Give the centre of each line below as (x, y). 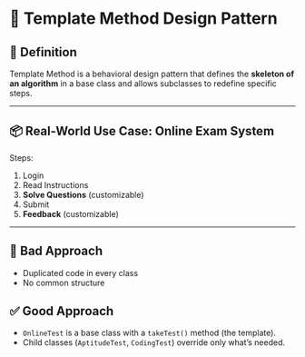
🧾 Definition (43, 52)
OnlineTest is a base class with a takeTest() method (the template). (149, 333)
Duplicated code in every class (80, 273)
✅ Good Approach (62, 311)
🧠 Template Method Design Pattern (144, 19)
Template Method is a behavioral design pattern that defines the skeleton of (152, 74)
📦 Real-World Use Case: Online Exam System (142, 131)
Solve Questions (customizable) (83, 194)
